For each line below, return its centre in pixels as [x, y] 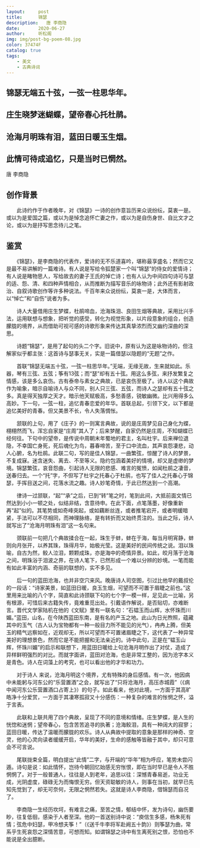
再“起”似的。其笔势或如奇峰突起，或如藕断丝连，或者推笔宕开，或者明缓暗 [97, 510]
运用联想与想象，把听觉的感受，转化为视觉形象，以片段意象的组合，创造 [105, 318]
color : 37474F [24, 45]
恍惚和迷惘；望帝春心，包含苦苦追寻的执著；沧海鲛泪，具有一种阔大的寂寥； [100, 724]
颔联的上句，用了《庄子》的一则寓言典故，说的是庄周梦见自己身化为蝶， [105, 423]
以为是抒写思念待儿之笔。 [53, 225]
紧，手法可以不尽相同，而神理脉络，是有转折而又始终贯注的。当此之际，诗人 [100, 518]
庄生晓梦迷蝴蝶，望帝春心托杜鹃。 [69, 115]
